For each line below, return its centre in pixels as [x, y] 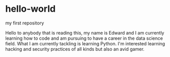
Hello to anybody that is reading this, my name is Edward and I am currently [85, 33]
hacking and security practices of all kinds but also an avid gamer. [75, 49]
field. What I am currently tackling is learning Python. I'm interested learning [85, 43]
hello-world [31, 9]
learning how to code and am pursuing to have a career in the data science [84, 38]
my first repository [25, 23]
